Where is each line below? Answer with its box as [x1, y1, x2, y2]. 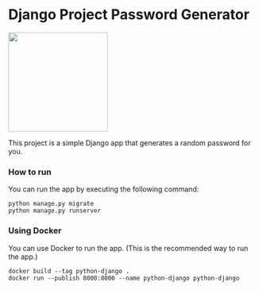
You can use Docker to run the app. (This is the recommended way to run [8, 243, 249, 253]
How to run [8, 166, 52, 177]
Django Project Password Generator [8, 6, 250, 24]
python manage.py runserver [8, 207, 102, 215]
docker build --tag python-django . [8, 267, 129, 275]
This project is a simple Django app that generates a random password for [8, 137, 252, 148]
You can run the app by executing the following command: [8, 184, 199, 194]
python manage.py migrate [8, 200, 94, 208]
